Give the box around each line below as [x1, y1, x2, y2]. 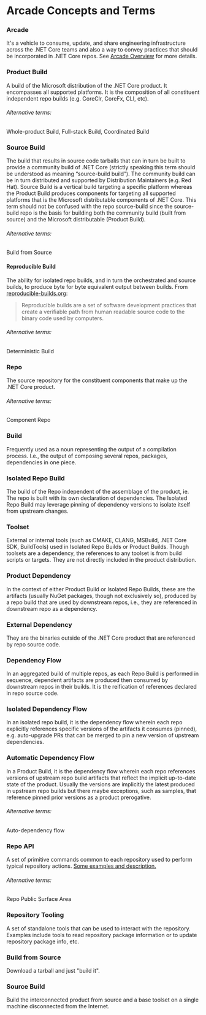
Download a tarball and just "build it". [6, 967, 100, 975]
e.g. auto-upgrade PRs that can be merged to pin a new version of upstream [6, 732, 199, 739]
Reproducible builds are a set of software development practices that [21, 301, 196, 308]
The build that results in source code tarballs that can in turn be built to [6, 157, 186, 164]
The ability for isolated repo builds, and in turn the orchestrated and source [6, 277, 196, 284]
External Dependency [6, 620, 72, 629]
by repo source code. [6, 640, 61, 648]
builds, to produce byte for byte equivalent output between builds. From [6, 283, 188, 290]
